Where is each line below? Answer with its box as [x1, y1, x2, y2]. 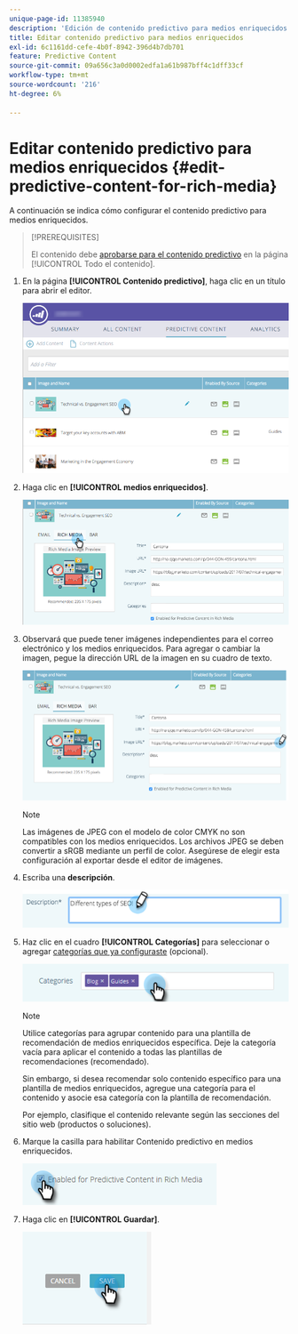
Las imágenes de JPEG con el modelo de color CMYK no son [21, 827, 246, 838]
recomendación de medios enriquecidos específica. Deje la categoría [21, 1037, 277, 1048]
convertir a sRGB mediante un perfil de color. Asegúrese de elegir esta [21, 846, 280, 856]
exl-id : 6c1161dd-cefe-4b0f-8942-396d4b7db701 [9, 43, 184, 52]
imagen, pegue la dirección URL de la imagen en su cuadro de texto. [21, 652, 272, 663]
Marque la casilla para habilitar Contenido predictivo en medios [21, 1136, 254, 1146]
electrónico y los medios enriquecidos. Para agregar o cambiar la [21, 643, 261, 654]
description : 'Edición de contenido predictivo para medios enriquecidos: [9, 23, 292, 33]
